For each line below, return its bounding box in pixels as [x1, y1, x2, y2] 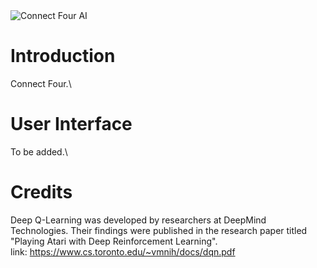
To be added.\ [10, 145, 68, 158]
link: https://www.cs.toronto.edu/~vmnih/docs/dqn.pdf [10, 245, 236, 258]
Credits [10, 181, 73, 204]
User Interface [10, 113, 133, 136]
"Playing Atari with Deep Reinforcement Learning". [10, 235, 218, 247]
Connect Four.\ [10, 77, 72, 89]
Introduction [10, 45, 116, 68]
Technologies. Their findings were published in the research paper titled [10, 224, 308, 236]
